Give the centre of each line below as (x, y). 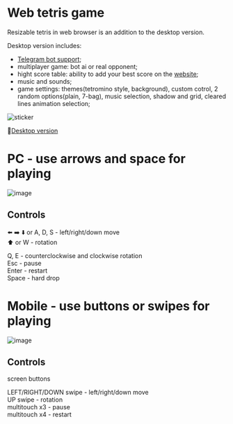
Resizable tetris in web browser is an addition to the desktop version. (106, 32)
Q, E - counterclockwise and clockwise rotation (75, 255)
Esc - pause (24, 263)
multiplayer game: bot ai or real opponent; (77, 66)
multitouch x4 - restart (39, 415)
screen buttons (29, 379)
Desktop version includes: (45, 45)
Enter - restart (27, 271)
